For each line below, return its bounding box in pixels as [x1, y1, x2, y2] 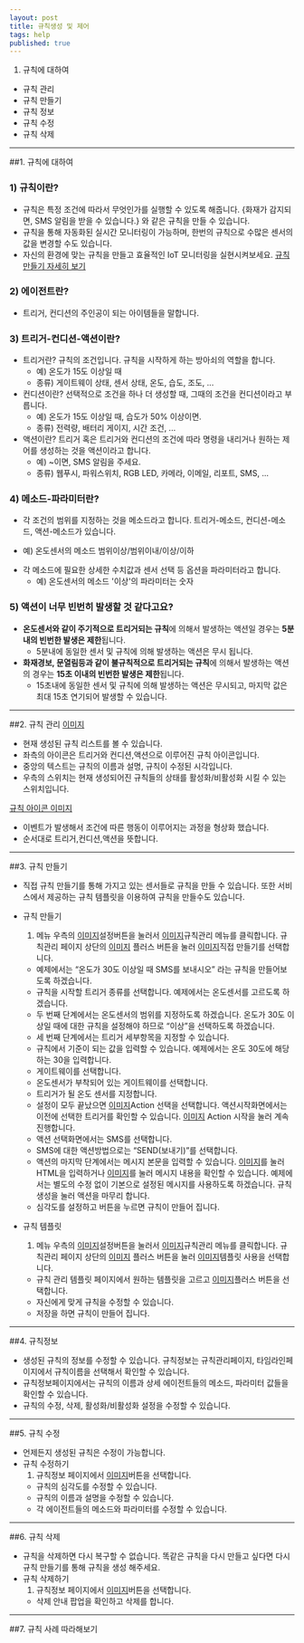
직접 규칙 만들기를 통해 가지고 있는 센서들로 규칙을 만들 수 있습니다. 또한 [22, 880, 276, 891]
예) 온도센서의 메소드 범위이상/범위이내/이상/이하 [22, 545, 195, 557]
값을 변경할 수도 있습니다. [22, 237, 113, 249]
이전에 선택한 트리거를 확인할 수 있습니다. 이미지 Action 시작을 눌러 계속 [35, 1111, 290, 1122]
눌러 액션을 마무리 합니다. [60, 1189, 150, 1200]
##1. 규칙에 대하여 [9, 157, 74, 167]
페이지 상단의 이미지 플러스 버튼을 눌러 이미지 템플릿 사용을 [60, 1251, 266, 1262]
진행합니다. [35, 1122, 76, 1132]
